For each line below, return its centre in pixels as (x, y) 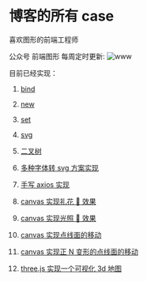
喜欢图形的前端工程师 (43, 39)
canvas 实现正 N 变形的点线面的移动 (79, 251)
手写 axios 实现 (45, 184)
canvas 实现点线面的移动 (61, 234)
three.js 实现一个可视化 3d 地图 (71, 268)
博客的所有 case (61, 16)
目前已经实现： (33, 73)
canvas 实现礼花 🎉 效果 (58, 201)
